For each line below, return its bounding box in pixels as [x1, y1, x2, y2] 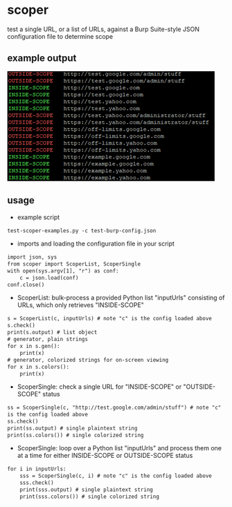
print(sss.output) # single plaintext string [19, 486, 154, 493]
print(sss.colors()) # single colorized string [19, 493, 159, 500]
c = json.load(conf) [19, 274, 79, 282]
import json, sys [7, 253, 57, 261]
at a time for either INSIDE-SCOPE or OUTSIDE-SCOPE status [17, 451, 193, 459]
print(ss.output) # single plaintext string [7, 425, 138, 432]
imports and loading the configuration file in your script [17, 239, 175, 248]
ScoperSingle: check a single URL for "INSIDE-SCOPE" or [17, 382, 182, 391]
